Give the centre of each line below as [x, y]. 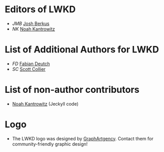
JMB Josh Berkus [31, 23]
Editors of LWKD [40, 9]
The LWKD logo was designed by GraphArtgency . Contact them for [83, 138]
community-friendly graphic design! [50, 144]
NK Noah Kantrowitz [34, 29]
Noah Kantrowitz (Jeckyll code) [45, 104]
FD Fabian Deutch [31, 64]
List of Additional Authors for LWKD [82, 50]
